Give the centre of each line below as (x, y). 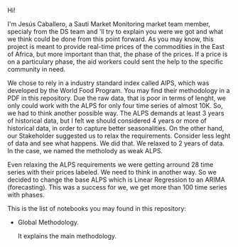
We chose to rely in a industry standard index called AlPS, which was (108, 83)
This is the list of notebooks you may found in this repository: (97, 208)
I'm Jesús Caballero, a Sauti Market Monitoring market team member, (109, 24)
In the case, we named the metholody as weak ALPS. (85, 151)
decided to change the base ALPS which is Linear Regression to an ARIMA (116, 180)
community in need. (37, 69)
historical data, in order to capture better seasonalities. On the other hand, (116, 128)
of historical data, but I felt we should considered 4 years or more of (107, 121)
